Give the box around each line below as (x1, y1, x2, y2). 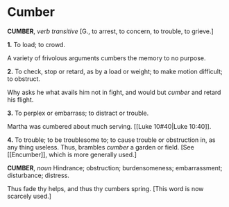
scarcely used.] (7, 192, 52, 200)
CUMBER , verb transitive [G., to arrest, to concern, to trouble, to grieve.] (7, 27, 214, 35)
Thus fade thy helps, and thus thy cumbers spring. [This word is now (7, 184, 204, 192)
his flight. (7, 95, 34, 104)
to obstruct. (7, 74, 40, 83)
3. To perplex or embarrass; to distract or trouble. (7, 109, 149, 117)
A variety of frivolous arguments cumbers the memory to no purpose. (7, 53, 206, 62)
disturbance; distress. (7, 171, 69, 179)
